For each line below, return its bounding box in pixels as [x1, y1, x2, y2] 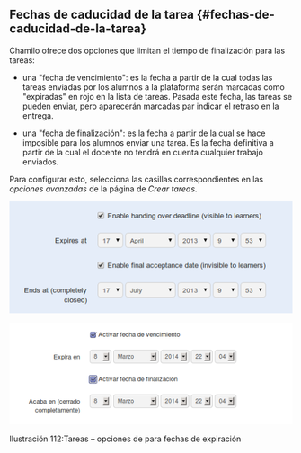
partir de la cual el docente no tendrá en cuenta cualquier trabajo [22, 147, 263, 157]
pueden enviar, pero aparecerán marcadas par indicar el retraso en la [22, 101, 279, 111]
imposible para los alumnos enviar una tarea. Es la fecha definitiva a [22, 137, 274, 147]
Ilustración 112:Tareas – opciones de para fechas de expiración [9, 433, 242, 444]
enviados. [22, 156, 59, 167]
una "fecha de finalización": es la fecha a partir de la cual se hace [22, 128, 266, 138]
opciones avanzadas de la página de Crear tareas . [9, 183, 198, 194]
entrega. [22, 110, 54, 120]
